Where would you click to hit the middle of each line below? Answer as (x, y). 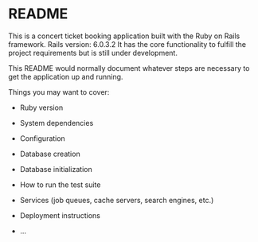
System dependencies (57, 123)
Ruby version (41, 107)
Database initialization (56, 169)
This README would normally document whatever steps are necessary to (129, 68)
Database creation (50, 154)
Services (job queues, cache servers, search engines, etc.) (117, 200)
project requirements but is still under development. (93, 53)
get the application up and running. (66, 76)
